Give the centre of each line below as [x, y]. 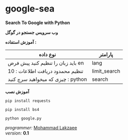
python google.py [23, 118]
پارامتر [106, 54]
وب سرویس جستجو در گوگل [31, 32]
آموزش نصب [17, 91]
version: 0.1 [17, 133]
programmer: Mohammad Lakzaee [41, 127]
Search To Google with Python [38, 23]
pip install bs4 [22, 109]
